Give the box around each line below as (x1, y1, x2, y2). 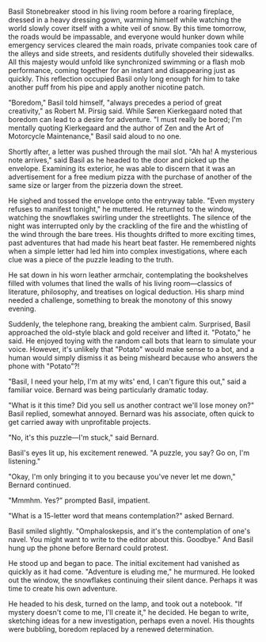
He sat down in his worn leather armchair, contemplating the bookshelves (8, 270, 249, 280)
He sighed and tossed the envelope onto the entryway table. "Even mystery (8, 196, 255, 205)
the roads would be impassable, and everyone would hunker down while (8, 32, 245, 41)
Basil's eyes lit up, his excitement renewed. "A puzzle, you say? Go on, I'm (8, 448, 250, 457)
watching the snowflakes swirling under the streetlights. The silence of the (8, 213, 252, 222)
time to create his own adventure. (8, 584, 118, 593)
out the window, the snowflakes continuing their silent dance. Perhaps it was (8, 575, 259, 585)
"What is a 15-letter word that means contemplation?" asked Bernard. (8, 511, 234, 520)
